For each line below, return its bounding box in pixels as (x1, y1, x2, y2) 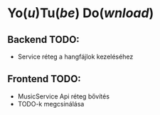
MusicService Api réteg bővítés (17, 91, 110, 101)
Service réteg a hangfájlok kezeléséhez (17, 52, 134, 61)
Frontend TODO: (7, 73, 82, 85)
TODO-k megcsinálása (17, 99, 85, 108)
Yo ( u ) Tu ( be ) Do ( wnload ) (7, 5, 154, 21)
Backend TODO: (7, 34, 80, 46)
